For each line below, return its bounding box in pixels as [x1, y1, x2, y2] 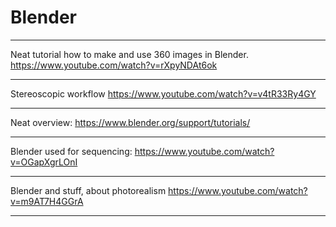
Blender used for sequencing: [10, 145, 133, 157]
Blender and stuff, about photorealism [10, 184, 167, 196]
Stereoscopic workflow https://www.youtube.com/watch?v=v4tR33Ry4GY [10, 87, 317, 100]
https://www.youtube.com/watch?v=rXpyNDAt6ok [10, 59, 218, 71]
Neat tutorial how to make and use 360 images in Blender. [10, 48, 249, 60]
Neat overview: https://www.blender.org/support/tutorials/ [10, 116, 251, 128]
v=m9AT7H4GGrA [10, 195, 84, 207]
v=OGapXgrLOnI [10, 156, 78, 168]
